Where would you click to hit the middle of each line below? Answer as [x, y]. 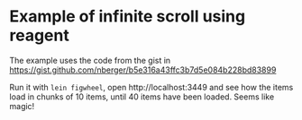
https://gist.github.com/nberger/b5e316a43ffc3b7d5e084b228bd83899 [143, 70]
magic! [22, 106]
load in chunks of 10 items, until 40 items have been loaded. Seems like [142, 97]
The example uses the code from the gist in [90, 60]
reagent [39, 35]
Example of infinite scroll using [128, 17]
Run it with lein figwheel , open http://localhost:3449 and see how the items [151, 87]
